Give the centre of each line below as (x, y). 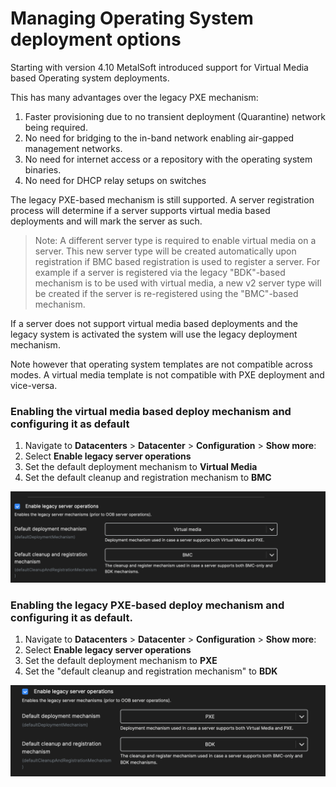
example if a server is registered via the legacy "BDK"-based (160, 272)
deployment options (96, 39)
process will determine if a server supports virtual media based (140, 210)
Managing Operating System (132, 18)
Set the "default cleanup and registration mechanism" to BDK (151, 671)
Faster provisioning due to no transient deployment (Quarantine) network (175, 116)
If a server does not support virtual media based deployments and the (154, 323)
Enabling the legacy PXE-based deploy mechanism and (147, 605)
